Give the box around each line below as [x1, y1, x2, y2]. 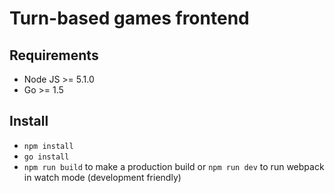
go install [23, 152, 70, 162]
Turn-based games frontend [9, 7, 250, 30]
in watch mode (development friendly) [23, 171, 182, 183]
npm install [23, 141, 74, 151]
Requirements [9, 47, 99, 64]
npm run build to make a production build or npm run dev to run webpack [23, 160, 325, 172]
